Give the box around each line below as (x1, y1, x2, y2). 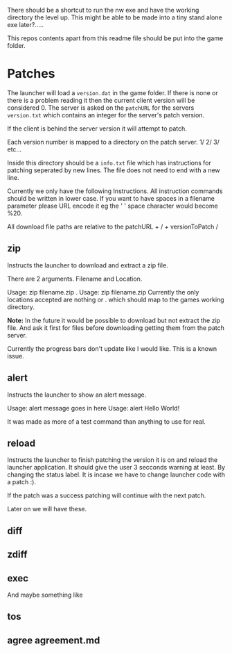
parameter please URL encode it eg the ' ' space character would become (7, 201, 218, 210)
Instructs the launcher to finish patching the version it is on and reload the (7, 456, 218, 464)
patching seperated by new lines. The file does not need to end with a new (7, 166, 220, 174)
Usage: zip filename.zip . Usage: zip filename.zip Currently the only (7, 288, 199, 296)
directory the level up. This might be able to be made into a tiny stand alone (7, 13, 223, 22)
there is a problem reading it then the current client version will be (7, 96, 195, 104)
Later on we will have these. (7, 505, 87, 513)
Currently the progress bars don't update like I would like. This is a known (7, 344, 217, 353)
